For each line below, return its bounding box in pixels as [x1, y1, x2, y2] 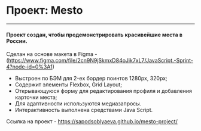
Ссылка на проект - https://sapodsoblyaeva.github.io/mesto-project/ [6, 118, 178, 125]
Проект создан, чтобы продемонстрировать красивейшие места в [6, 31, 183, 38]
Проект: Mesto [6, 4, 83, 17]
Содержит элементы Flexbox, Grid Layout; [14, 81, 123, 88]
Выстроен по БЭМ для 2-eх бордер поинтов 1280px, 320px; [14, 75, 167, 82]
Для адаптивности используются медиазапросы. [14, 100, 142, 107]
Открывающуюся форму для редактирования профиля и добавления [14, 88, 193, 95]
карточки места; [14, 93, 57, 101]
